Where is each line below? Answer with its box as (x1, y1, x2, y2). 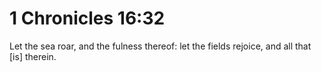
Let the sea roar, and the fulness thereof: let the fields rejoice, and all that (9, 40, 312, 52)
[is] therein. (9, 50, 57, 62)
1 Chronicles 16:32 (9, 7, 166, 30)
